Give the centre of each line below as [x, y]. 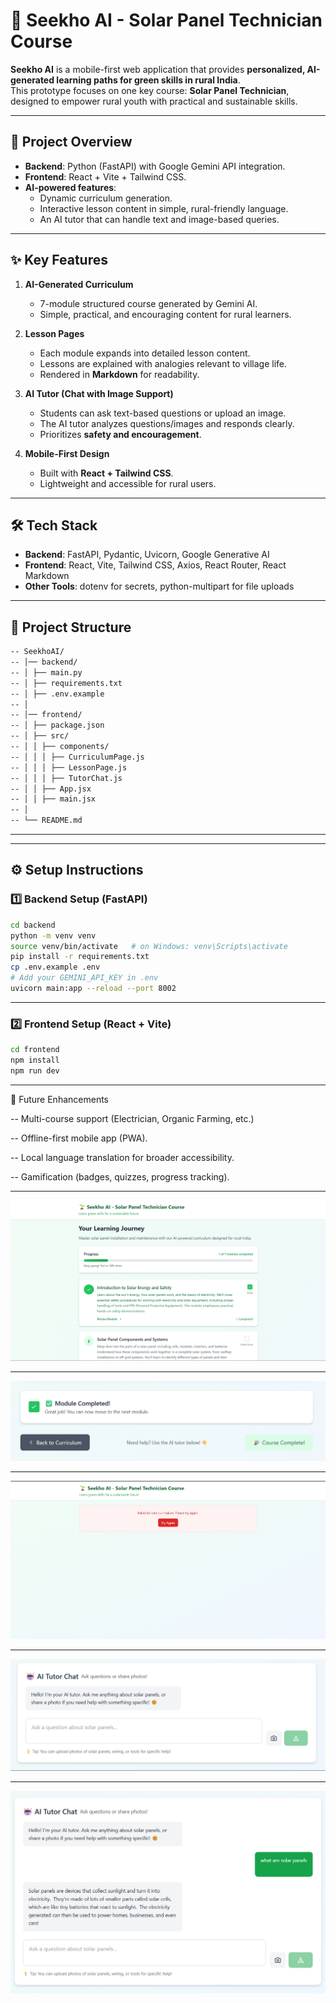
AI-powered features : [70, 187]
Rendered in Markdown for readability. [119, 374]
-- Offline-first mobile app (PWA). [79, 1138]
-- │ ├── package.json [57, 725]
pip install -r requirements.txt [80, 957]
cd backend [33, 925]
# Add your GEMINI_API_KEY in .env [84, 978]
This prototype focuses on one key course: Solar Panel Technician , [150, 90]
